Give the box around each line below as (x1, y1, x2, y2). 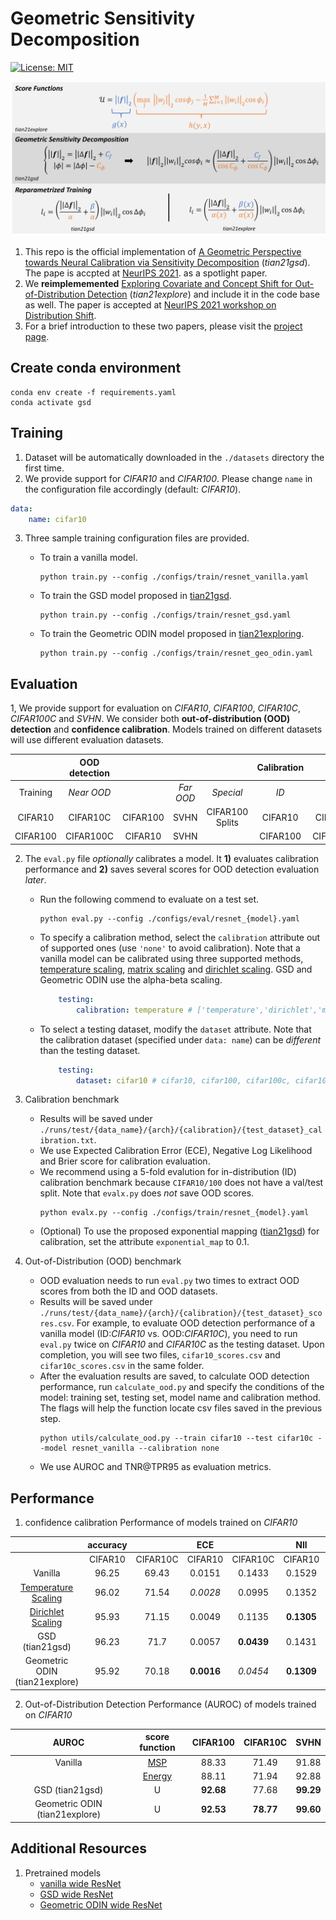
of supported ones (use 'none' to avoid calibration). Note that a (39, 942, 301, 954)
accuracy (87, 1538, 128, 1551)
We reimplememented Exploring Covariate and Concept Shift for (24, 278, 293, 290)
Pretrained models (24, 1867, 102, 1879)
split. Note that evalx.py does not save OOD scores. (39, 1187, 255, 1199)
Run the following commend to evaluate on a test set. (39, 893, 260, 905)
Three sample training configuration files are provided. (24, 532, 250, 544)
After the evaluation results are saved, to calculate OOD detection (39, 1370, 310, 1382)
